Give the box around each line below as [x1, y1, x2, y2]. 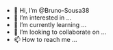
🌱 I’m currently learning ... [13, 21, 87, 28]
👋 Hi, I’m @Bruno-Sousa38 [13, 7, 90, 14]
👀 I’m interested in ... [13, 14, 72, 22]
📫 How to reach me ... [13, 36, 77, 43]
